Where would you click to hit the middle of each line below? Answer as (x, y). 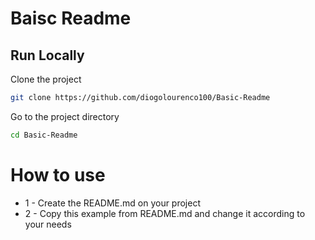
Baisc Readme (71, 18)
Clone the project (46, 79)
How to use (58, 174)
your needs (48, 224)
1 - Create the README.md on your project (113, 203)
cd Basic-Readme (44, 135)
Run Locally (47, 55)
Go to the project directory (65, 116)
